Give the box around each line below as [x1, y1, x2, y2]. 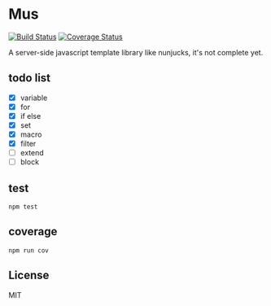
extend [20, 148, 44, 158]
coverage [8, 225, 58, 238]
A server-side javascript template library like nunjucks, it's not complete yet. [8, 47, 264, 57]
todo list [8, 71, 51, 85]
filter [20, 139, 37, 149]
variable [20, 93, 48, 103]
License [8, 269, 50, 282]
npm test [8, 203, 38, 212]
